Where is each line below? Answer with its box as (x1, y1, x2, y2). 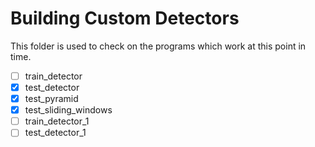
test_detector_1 (24, 127, 87, 139)
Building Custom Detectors (10, 7, 240, 30)
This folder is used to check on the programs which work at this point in (10, 40, 307, 52)
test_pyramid (24, 93, 79, 105)
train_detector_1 (24, 115, 90, 127)
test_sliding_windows (24, 104, 113, 116)
